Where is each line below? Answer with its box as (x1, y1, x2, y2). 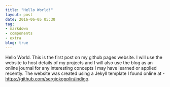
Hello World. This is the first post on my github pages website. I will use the (5, 54, 162, 60)
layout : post (5, 12, 33, 17)
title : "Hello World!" (5, 7, 53, 13)
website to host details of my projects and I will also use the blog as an (5, 59, 153, 66)
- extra (5, 36, 22, 41)
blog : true (5, 40, 28, 46)
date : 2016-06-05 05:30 (5, 17, 56, 22)
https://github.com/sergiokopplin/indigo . (5, 75, 90, 81)
